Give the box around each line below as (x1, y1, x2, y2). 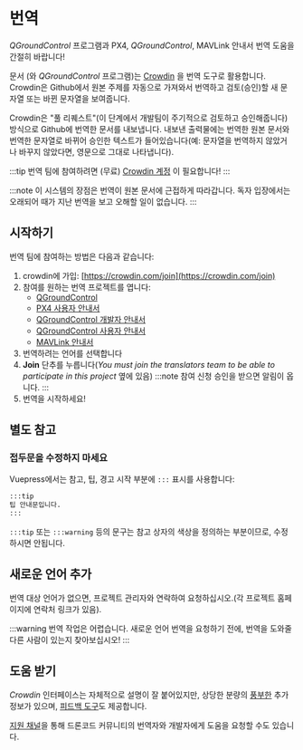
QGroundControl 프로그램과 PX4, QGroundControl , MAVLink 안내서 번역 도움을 (9, 40, 295, 51)
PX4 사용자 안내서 (35, 303, 100, 313)
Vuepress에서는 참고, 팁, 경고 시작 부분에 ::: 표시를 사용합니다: (9, 474, 235, 485)
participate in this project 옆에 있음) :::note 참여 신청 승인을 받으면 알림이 (22, 370, 285, 381)
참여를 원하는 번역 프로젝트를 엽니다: (22, 282, 151, 293)
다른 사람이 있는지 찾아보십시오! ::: (9, 634, 130, 645)
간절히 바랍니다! (9, 51, 66, 62)
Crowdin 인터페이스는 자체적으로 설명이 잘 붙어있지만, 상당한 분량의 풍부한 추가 (9, 689, 289, 700)
